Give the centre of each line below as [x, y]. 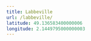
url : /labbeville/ [29, 17]
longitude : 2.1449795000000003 [46, 29]
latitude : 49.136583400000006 [45, 23]
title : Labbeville [29, 12]
